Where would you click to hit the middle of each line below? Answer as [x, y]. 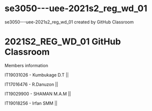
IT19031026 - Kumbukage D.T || [37, 75]
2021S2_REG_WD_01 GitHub [63, 42]
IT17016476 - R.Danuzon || [31, 84]
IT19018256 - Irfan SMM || [31, 103]
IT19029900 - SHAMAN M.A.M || [38, 93]
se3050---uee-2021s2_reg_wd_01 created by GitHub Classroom [69, 22]
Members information [26, 65]
